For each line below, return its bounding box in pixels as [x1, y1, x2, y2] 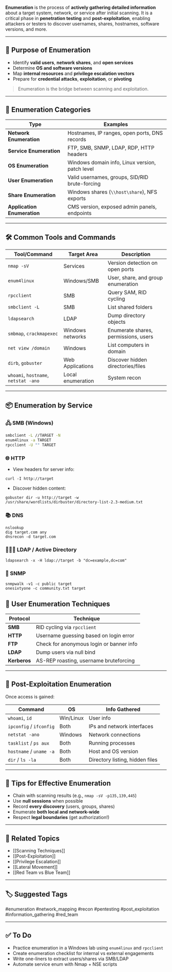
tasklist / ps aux [8, 739, 50, 746]
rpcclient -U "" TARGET [5, 442, 56, 448]
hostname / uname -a [8, 748, 55, 755]
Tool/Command [14, 251, 53, 258]
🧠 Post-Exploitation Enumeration [5, 680, 112, 689]
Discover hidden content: [12, 485, 67, 492]
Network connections [89, 731, 141, 738]
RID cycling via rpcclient [35, 624, 96, 631]
